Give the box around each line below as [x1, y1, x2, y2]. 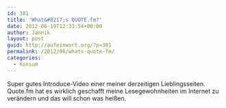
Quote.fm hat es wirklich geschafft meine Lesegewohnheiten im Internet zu [7, 87, 219, 95]
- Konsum [13, 61, 38, 68]
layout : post [7, 36, 45, 42]
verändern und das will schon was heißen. [7, 94, 127, 103]
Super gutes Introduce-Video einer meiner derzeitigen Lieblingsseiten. [7, 79, 205, 87]
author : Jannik [7, 29, 51, 36]
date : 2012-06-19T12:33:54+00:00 [7, 23, 103, 29]
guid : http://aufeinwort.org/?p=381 [7, 42, 112, 49]
